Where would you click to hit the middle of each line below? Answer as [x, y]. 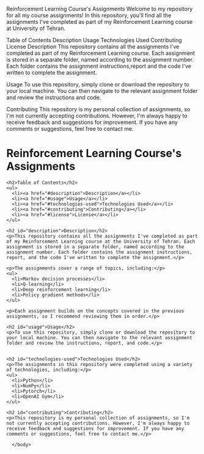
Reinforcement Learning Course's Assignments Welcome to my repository [100, 9]
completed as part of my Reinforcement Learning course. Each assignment [101, 53]
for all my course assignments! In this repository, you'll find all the [89, 15]
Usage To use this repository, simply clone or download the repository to [98, 84]
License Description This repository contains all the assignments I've [93, 46]
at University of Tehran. [36, 28]
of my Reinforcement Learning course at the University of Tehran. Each [101, 241]
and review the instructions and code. [54, 97]
